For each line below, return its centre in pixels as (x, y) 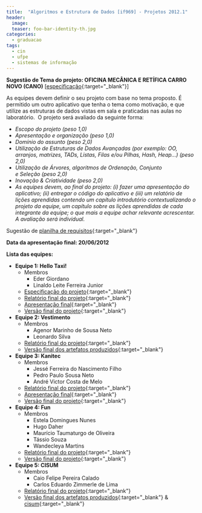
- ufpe (20, 57)
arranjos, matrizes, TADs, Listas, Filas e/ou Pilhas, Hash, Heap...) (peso (104, 154)
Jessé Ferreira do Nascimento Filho (77, 368)
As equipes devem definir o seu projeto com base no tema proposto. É (94, 98)
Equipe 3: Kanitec (38, 356)
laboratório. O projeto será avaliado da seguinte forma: (75, 117)
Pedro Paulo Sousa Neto (64, 375)
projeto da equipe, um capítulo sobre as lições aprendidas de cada (99, 206)
